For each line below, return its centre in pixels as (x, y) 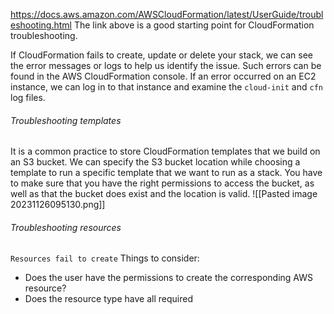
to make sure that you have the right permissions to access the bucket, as (162, 183)
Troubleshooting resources (66, 227)
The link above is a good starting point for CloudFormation (194, 25)
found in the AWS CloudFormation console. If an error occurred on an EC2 (163, 76)
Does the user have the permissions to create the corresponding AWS (168, 278)
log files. (28, 97)
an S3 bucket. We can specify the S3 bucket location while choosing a (155, 162)
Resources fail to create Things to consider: (105, 258)
